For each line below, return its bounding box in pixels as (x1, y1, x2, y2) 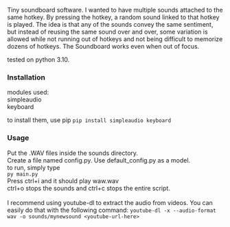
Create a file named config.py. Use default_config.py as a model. (7, 156, 191, 164)
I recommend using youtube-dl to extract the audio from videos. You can (7, 198, 213, 206)
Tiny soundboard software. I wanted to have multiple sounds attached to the (7, 6, 223, 14)
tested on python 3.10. (7, 56, 70, 64)
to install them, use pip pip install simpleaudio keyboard (7, 116, 172, 124)
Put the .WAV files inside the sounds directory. (7, 149, 139, 157)
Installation (7, 72, 46, 82)
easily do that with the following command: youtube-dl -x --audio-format (7, 206, 216, 214)
